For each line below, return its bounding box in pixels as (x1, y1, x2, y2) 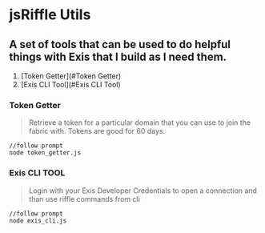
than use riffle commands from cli (28, 194, 141, 203)
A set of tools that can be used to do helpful (9, 38, 231, 51)
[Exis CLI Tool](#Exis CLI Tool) (20, 80, 121, 89)
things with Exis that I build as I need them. (9, 50, 227, 63)
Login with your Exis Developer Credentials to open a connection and (28, 186, 257, 195)
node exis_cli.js (9, 216, 67, 225)
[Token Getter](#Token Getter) (20, 71, 122, 81)
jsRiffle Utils (9, 6, 91, 24)
